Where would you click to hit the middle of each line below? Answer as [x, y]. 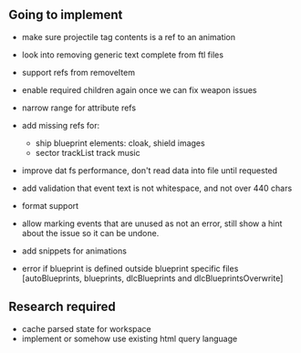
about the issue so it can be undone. [90, 233]
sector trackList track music [88, 152]
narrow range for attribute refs [79, 108]
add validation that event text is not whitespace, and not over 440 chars [157, 188]
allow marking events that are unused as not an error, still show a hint [152, 223]
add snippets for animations [74, 251]
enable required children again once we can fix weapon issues [139, 89]
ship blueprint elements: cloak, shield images [120, 143]
